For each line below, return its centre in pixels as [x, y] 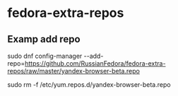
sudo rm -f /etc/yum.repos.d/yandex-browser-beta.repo [89, 85]
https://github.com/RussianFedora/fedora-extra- [95, 64]
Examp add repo [44, 39]
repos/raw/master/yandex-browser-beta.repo [73, 71]
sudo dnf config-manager [45, 56]
